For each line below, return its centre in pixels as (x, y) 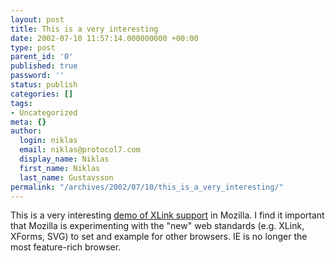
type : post (33, 47)
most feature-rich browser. (66, 247)
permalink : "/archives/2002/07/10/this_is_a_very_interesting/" (147, 187)
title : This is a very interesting (84, 29)
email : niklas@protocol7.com (80, 150)
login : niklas (48, 141)
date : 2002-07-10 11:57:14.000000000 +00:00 (104, 38)
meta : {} (28, 122)
